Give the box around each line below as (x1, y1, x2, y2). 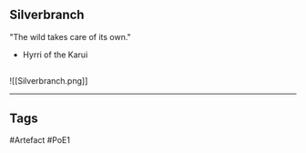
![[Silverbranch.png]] (9, 76, 88, 87)
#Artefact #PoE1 (9, 135, 71, 146)
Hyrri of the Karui (22, 49, 88, 60)
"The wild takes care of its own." (9, 31, 132, 42)
